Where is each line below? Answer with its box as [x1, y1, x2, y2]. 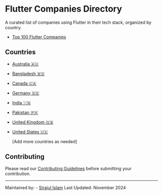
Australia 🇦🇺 [12, 61, 39, 66]
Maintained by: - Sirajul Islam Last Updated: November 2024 [5, 184, 126, 190]
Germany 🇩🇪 [12, 90, 40, 96]
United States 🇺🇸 [12, 129, 49, 134]
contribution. [5, 171, 31, 177]
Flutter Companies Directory [5, 3, 122, 15]
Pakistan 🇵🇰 [12, 109, 38, 115]
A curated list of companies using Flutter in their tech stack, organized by [5, 19, 152, 25]
